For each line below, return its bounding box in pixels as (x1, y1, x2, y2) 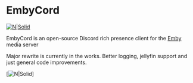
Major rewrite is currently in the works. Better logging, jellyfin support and (6, 52, 188, 59)
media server (6, 41, 39, 48)
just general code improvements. (6, 59, 87, 66)
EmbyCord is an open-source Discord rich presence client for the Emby (6, 34, 182, 41)
